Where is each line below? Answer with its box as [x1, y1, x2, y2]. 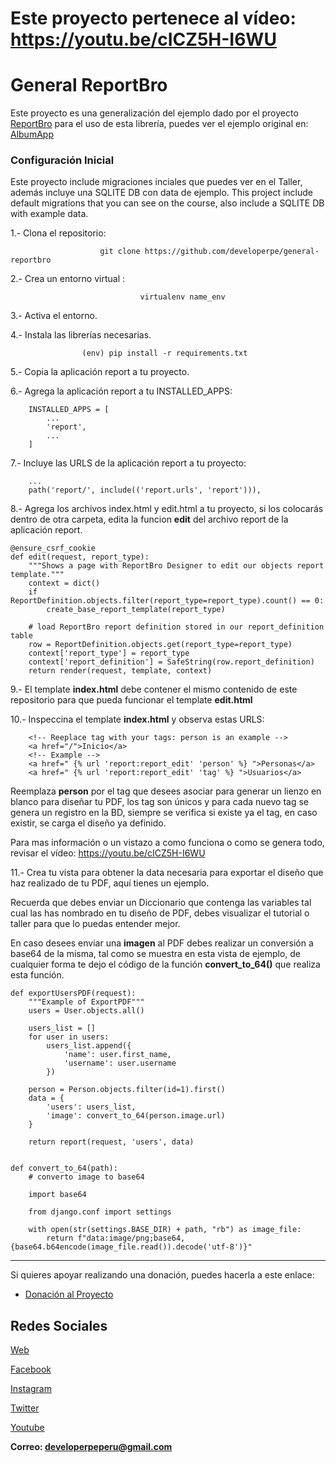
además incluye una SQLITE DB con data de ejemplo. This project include [10, 187, 314, 199]
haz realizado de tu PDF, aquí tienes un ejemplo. [10, 877, 210, 889]
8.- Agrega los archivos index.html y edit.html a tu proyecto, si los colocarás [10, 503, 324, 515]
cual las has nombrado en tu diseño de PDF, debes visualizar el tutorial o [10, 907, 310, 919]
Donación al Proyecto [24, 1288, 114, 1301]
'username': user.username [63, 1058, 177, 1069]
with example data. [10, 208, 89, 220]
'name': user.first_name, [63, 1050, 172, 1060]
